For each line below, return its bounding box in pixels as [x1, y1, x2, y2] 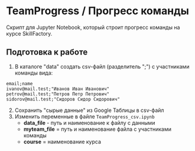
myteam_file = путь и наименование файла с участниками [23, 126, 171, 133]
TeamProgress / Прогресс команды [6, 4, 189, 18]
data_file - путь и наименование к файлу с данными [23, 119, 155, 126]
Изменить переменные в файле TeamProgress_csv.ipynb [14, 113, 155, 120]
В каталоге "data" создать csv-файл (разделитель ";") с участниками [14, 63, 190, 70]
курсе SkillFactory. [6, 30, 53, 37]
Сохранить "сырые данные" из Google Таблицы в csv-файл [14, 107, 164, 114]
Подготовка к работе [6, 47, 88, 57]
